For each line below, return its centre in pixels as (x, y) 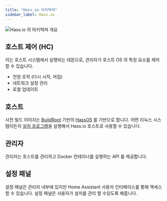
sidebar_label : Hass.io (30, 15)
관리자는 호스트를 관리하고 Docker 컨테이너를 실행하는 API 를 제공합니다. (76, 156)
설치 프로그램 (35, 126)
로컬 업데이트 (25, 89)
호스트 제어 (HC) (29, 46)
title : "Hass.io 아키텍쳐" (31, 10)
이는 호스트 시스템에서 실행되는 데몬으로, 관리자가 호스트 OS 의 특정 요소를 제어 (82, 60)
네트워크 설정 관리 (30, 83)
